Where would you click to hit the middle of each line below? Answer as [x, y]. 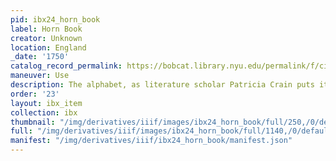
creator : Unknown [46, 38]
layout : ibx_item [46, 103]
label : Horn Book [46, 29]
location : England [48, 47]
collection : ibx [44, 112]
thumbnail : [33, 122]
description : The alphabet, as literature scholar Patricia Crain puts [162, 85]
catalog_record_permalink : [66, 66]
